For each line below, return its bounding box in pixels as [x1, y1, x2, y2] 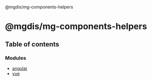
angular [12, 65, 28, 71]
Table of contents [5, 40, 59, 48]
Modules [5, 54, 27, 61]
